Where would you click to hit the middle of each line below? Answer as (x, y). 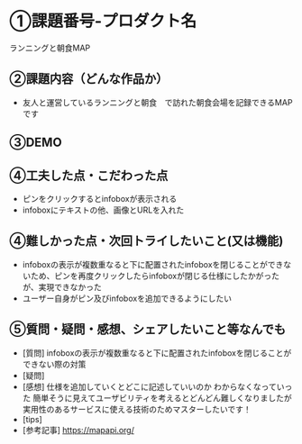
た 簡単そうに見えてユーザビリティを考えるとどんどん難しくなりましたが (157, 398)
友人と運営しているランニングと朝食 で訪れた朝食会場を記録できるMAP (157, 102)
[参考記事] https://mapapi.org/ (78, 430)
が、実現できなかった (62, 286)
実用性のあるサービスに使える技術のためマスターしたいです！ (137, 409)
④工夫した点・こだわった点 (89, 175)
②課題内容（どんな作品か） (89, 79)
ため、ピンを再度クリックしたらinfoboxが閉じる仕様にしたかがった (155, 276)
